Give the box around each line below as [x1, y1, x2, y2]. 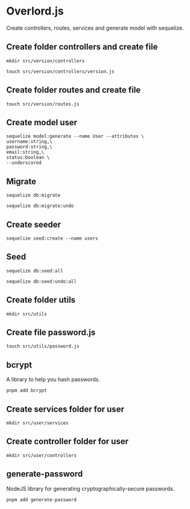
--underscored [6, 160, 42, 166]
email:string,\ [6, 149, 45, 156]
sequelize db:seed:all [6, 268, 63, 274]
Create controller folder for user [6, 436, 128, 447]
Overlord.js [6, 4, 65, 18]
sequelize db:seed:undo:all [6, 278, 77, 284]
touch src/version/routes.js [6, 101, 80, 107]
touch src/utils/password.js [6, 343, 80, 349]
